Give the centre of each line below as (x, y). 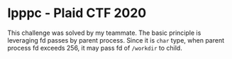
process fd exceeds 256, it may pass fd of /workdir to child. (95, 48)
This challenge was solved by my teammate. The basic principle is (104, 33)
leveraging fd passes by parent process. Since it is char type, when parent (116, 40)
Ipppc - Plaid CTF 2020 (77, 13)
